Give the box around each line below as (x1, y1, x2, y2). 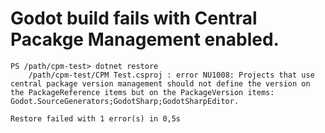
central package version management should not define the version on (10, 78, 311, 89)
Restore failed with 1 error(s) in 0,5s (10, 113, 182, 124)
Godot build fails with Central (10, 7, 258, 30)
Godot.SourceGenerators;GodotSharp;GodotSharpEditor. (10, 96, 240, 106)
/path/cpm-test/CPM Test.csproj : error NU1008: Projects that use (28, 70, 315, 80)
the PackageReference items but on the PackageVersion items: (10, 87, 275, 97)
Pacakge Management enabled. (10, 28, 280, 51)
